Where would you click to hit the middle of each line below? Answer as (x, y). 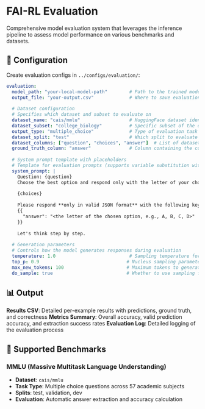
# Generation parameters (43, 245)
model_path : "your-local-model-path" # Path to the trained (99, 92)
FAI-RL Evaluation (52, 11)
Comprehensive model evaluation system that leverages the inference (94, 28)
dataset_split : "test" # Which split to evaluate (105, 137)
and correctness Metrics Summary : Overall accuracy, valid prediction (94, 317)
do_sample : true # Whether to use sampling (103, 273)
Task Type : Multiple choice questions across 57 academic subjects (100, 386)
